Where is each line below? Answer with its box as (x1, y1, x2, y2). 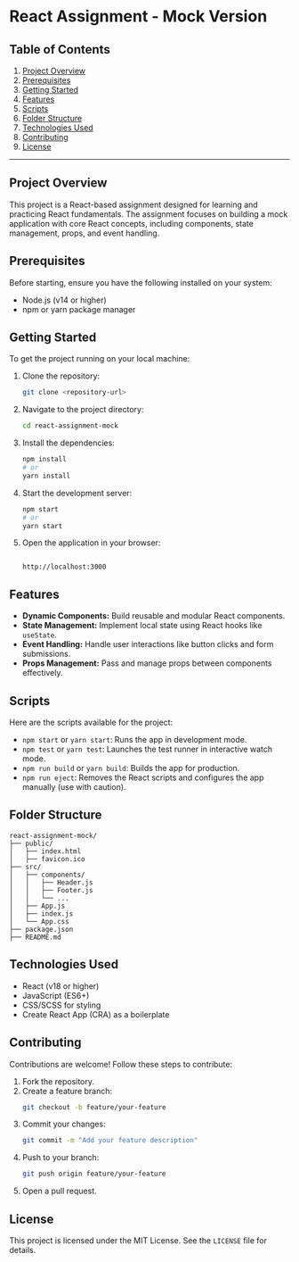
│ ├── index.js (9, 909, 74, 918)
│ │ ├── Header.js (9, 877, 93, 887)
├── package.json (9, 925, 74, 934)
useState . (21, 629, 58, 640)
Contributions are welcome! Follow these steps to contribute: (9, 1059, 233, 1069)
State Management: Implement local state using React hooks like (21, 620, 263, 631)
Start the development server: (21, 487, 133, 498)
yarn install (21, 471, 71, 480)
